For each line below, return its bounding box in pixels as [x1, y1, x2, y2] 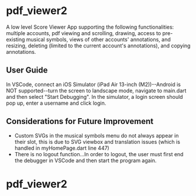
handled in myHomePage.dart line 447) [14, 145, 109, 152]
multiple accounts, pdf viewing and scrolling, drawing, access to [6, 29, 161, 36]
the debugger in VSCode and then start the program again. [14, 157, 157, 164]
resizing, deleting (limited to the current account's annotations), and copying [6, 42, 191, 49]
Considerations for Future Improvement [6, 116, 154, 126]
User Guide [6, 66, 48, 75]
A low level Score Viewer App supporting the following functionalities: [6, 23, 174, 30]
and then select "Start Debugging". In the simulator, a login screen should [6, 93, 183, 100]
